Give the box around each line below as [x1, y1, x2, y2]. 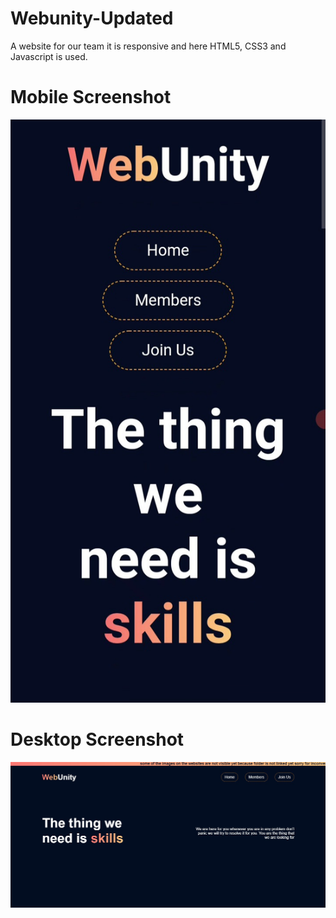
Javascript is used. [10, 50, 88, 62]
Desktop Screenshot [10, 728, 185, 751]
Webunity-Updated [10, 7, 174, 30]
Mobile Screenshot [10, 86, 172, 109]
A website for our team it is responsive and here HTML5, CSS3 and [10, 40, 287, 52]
